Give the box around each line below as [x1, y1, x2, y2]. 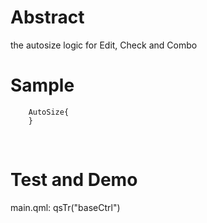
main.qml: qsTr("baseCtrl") [10, 201, 121, 213]
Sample [10, 74, 75, 97]
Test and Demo [10, 169, 138, 191]
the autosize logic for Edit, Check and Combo [10, 39, 198, 51]
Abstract [10, 6, 85, 29]
